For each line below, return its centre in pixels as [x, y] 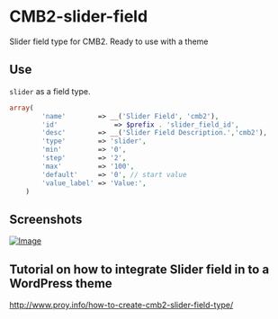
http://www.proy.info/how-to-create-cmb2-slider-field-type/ [121, 305]
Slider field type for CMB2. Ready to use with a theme [109, 41]
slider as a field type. [50, 91]
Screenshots [46, 219]
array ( [22, 108]
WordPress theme [61, 284]
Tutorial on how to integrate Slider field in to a [139, 269]
